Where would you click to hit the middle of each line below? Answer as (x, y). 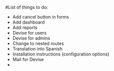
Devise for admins (31, 38)
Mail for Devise (28, 59)
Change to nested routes (38, 43)
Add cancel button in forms (41, 17)
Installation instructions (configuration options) (61, 54)
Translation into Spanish (37, 49)
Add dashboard (29, 22)
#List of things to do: (27, 7)
